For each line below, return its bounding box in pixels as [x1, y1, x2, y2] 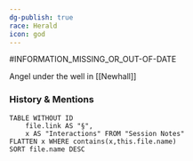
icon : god [9, 29, 46, 38]
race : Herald [9, 21, 58, 30]
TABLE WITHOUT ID [9, 113, 74, 123]
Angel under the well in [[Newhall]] [9, 71, 137, 82]
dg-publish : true [9, 12, 74, 22]
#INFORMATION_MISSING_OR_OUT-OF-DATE [9, 54, 177, 65]
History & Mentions [9, 93, 95, 106]
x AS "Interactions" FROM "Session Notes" [25, 129, 185, 138]
